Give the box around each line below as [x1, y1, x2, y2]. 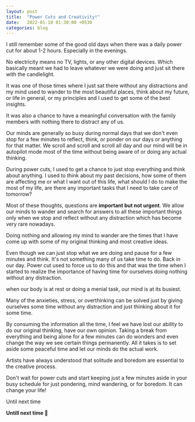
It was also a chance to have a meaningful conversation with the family [6, 112, 176, 119]
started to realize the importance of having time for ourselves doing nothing [6, 268, 188, 275]
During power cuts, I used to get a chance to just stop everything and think [6, 166, 185, 173]
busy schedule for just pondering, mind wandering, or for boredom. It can [6, 381, 183, 388]
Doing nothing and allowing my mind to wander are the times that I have [6, 232, 179, 239]
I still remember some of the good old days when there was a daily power [6, 41, 182, 48]
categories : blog [6, 25, 48, 31]
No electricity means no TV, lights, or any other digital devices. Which [6, 58, 173, 65]
